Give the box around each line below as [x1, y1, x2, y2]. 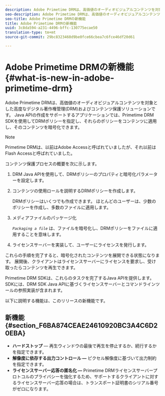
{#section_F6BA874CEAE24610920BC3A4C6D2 [5, 321, 158, 330]
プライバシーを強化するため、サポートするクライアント [33, 373, 146, 379]
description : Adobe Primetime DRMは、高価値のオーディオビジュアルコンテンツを [5, 7, 156, 12]
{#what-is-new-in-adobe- [5, 72, 114, 84]
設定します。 [21, 177, 47, 183]
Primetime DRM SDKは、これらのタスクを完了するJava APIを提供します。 [5, 275, 154, 281]
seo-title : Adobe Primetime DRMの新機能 [5, 16, 86, 21]
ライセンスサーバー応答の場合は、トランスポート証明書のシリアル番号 [16, 379, 159, 386]
